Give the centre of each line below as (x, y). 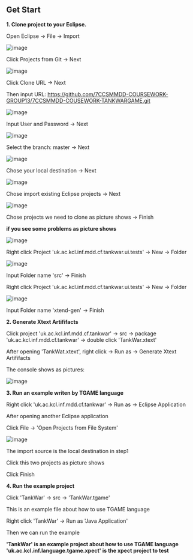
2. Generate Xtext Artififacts (43, 321)
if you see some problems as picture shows (61, 228)
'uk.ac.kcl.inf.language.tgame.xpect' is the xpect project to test (88, 550)
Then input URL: (26, 94)
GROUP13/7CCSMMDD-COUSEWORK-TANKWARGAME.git (79, 100)
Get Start (23, 10)
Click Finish (20, 474)
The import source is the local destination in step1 (67, 451)
